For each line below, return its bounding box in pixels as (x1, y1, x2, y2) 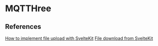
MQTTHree (5, 3, 52, 14)
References (5, 23, 41, 31)
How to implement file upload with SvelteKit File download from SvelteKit (5, 35, 154, 41)
